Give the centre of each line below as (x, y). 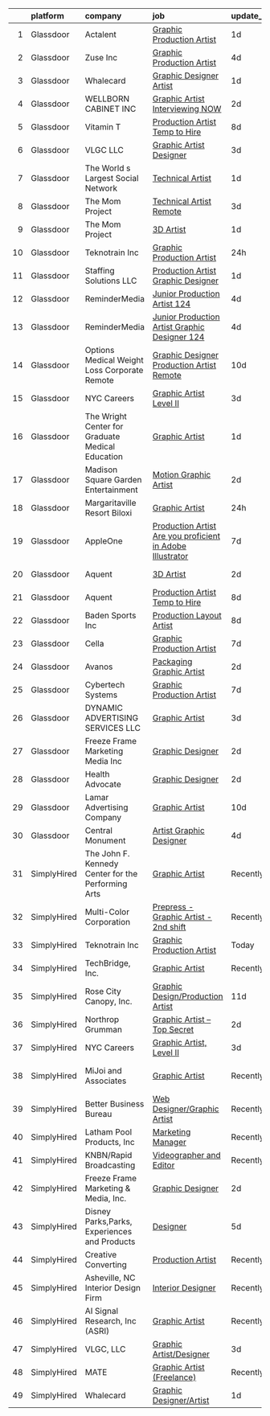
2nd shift (169, 927)
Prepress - (173, 907)
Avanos (99, 667)
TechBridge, (108, 963)
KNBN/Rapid (108, 1155)
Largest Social (112, 178)
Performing (106, 884)
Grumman (104, 1030)
